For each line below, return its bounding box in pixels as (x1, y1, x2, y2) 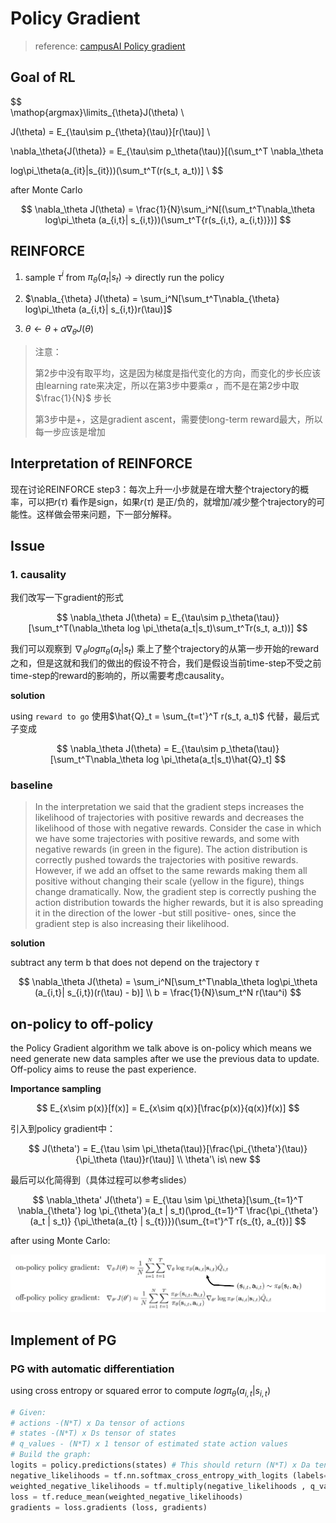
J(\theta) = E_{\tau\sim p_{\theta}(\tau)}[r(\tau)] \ (10, 125, 211, 137)
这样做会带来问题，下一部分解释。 (36, 508, 177, 520)
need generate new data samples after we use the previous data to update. (10, 1053, 320, 1065)
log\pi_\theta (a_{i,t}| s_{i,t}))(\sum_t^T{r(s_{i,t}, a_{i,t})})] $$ (44, 213, 292, 226)
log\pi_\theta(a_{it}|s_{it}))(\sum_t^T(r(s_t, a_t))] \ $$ (10, 164, 224, 176)
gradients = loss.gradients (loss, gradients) (10, 1502, 208, 1512)
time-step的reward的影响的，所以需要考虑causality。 (10, 670, 230, 682)
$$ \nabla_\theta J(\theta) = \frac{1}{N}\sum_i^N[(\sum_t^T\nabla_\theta (20, 203, 316, 215)
